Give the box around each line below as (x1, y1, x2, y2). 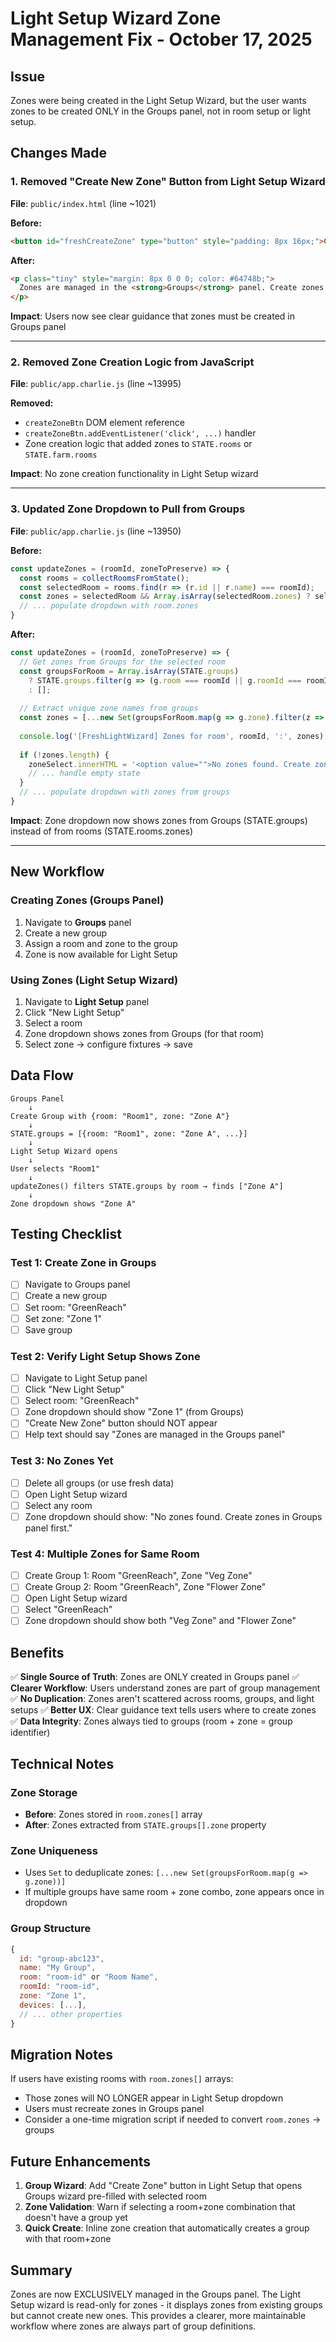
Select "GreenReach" (24, 1603, 113, 1616)
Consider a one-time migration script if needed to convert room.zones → (24, 2113, 322, 2126)
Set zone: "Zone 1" (24, 1312, 103, 1324)
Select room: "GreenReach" (24, 1395, 140, 1407)
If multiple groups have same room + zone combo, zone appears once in (24, 1886, 325, 1898)
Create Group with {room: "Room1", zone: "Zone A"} (10, 1111, 230, 1121)
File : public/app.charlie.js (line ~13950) (10, 525, 182, 537)
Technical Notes (10, 1755, 115, 1772)
